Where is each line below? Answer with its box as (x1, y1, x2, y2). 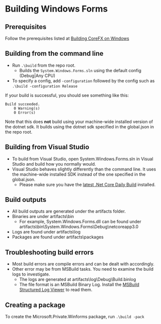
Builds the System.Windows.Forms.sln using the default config (19, 67, 142, 73)
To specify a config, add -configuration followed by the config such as (12, 77, 155, 83)
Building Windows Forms (5, 3, 108, 15)
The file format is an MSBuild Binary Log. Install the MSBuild (19, 282, 140, 288)
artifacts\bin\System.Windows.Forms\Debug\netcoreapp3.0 (19, 224, 139, 230)
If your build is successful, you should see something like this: (5, 92, 129, 98)
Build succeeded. (5, 102, 40, 107)
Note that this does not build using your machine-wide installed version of (5, 119, 153, 124)
